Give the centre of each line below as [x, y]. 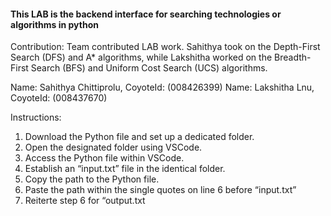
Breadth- [293, 57]
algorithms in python [54, 24]
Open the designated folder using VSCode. [113, 147]
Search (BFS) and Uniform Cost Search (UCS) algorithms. [149, 68]
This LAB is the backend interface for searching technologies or [146, 14]
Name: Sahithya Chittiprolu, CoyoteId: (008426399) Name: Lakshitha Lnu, [162, 87]
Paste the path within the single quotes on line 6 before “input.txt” [160, 190]
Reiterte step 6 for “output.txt [85, 201]
